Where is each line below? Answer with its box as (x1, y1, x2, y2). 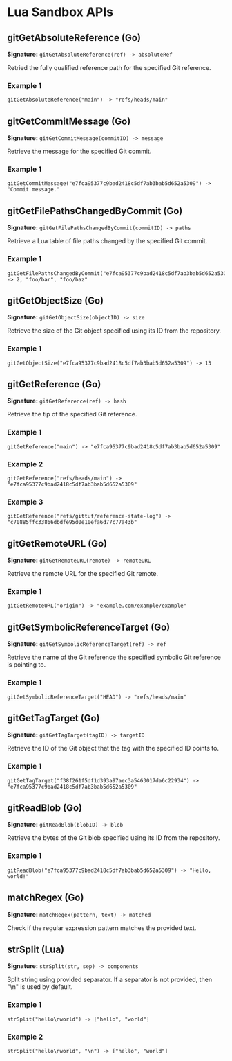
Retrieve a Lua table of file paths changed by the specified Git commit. (7, 237, 208, 245)
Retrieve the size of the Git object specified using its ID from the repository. (7, 326, 222, 335)
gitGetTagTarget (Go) (7, 712, 100, 724)
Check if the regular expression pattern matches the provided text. (7, 923, 197, 932)
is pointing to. (7, 660, 46, 669)
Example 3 (7, 497, 43, 507)
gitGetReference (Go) (7, 378, 101, 390)
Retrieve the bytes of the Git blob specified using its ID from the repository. (7, 834, 220, 842)
